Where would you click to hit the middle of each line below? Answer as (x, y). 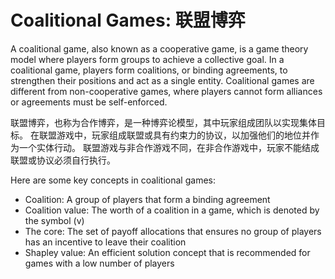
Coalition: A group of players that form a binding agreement (147, 199)
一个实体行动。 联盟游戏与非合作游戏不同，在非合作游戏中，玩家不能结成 (169, 147)
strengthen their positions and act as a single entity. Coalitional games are (162, 80)
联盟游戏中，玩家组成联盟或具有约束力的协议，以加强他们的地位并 (174, 135)
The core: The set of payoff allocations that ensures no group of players (173, 231)
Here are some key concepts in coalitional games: (113, 180)
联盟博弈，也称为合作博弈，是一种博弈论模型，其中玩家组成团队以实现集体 (163, 122)
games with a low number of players (99, 263)
